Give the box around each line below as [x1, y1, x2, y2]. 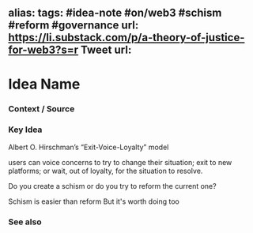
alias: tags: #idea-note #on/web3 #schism [8, 6, 222, 20]
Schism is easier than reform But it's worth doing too [8, 197, 179, 206]
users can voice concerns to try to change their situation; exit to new [8, 157, 232, 167]
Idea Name [8, 75, 81, 93]
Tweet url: [80, 43, 132, 57]
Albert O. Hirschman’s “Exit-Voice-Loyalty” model [8, 142, 169, 152]
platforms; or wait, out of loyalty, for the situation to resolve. [8, 166, 203, 175]
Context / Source [8, 103, 75, 114]
